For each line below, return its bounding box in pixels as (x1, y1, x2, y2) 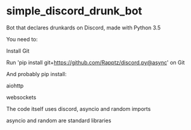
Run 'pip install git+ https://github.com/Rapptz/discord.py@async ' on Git (6, 59, 185, 66)
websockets (6, 93, 37, 101)
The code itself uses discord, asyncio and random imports (6, 105, 151, 112)
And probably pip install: (6, 70, 67, 77)
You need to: (6, 35, 38, 43)
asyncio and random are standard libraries (6, 117, 111, 124)
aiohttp (6, 82, 24, 89)
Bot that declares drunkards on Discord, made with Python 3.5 (6, 24, 161, 31)
